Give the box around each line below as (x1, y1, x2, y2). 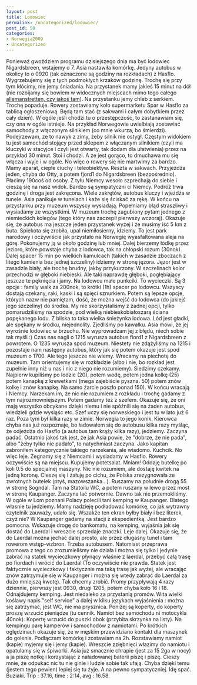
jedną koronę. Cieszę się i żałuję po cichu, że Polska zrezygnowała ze (6, 471, 175, 478)
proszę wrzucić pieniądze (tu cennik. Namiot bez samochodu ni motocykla (6, 609, 187, 617)
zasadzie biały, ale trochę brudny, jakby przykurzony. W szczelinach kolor (6, 264, 185, 271)
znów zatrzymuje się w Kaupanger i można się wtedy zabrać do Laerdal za (6, 572, 188, 579)
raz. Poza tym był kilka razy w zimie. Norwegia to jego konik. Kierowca (6, 415, 178, 422)
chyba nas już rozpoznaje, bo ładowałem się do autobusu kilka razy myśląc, (6, 421, 190, 428)
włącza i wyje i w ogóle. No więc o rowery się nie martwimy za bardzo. (6, 158, 178, 165)
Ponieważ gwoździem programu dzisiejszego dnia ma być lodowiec (6, 57, 171, 65)
